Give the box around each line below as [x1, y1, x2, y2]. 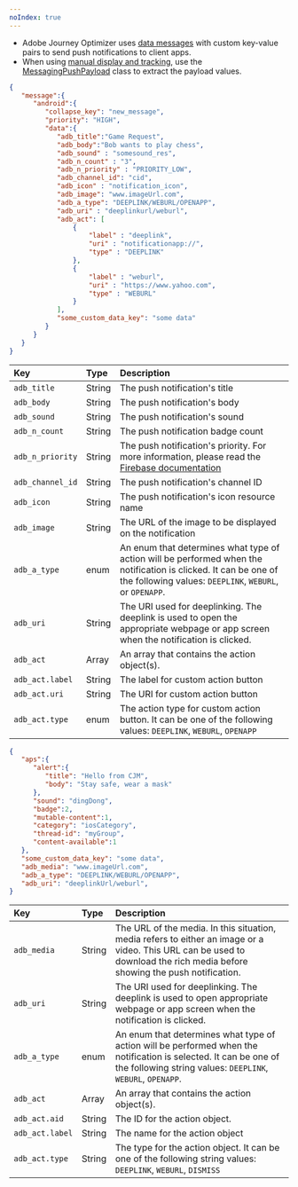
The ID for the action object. [114, 1112, 232, 1125]
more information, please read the [119, 450, 262, 462]
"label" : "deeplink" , [88, 232, 173, 240]
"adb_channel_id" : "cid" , [56, 174, 153, 183]
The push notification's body [119, 396, 239, 408]
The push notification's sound [119, 410, 244, 422]
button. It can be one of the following [119, 713, 273, 726]
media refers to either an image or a [114, 933, 264, 946]
